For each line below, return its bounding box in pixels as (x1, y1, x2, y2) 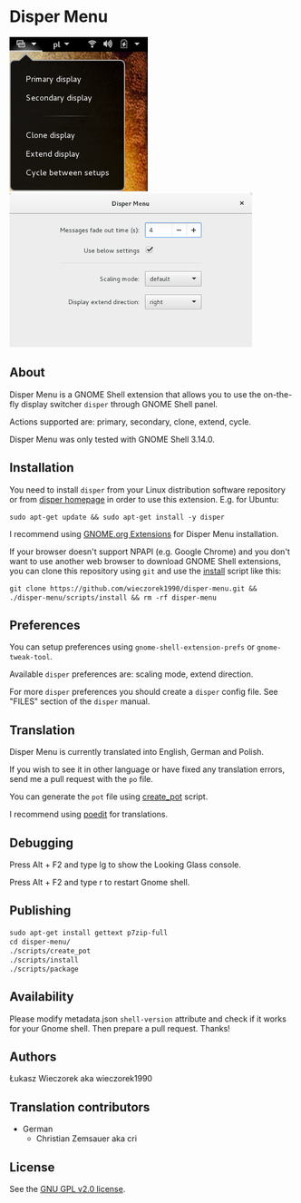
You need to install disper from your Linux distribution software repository (9, 484, 286, 495)
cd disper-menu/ (9, 937, 71, 946)
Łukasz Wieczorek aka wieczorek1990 (9, 1073, 152, 1084)
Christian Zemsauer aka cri (35, 1133, 138, 1144)
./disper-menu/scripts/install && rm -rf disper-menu (9, 592, 218, 602)
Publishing (9, 903, 72, 918)
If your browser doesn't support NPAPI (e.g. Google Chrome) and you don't (9, 546, 290, 557)
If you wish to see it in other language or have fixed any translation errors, (9, 764, 286, 775)
